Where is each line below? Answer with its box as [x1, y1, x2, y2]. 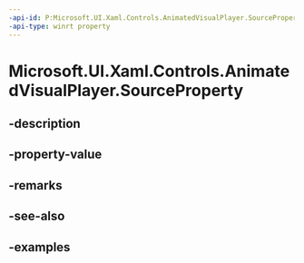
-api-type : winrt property [8, 22, 111, 31]
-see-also [8, 209, 65, 224]
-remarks [8, 178, 63, 193]
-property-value [8, 147, 103, 162]
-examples [8, 239, 71, 255]
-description [8, 116, 81, 131]
